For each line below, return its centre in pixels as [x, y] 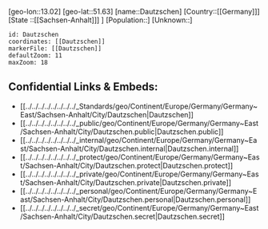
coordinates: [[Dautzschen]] [57, 41]
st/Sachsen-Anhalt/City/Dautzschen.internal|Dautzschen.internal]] [129, 148]
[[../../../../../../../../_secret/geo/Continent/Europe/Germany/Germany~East [139, 207]
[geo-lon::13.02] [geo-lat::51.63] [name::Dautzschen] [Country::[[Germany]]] [134, 12]
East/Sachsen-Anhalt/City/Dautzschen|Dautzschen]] [107, 114]
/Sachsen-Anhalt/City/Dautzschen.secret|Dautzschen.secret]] [122, 216]
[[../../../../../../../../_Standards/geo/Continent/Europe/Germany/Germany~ [139, 106]
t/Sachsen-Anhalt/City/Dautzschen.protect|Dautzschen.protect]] [126, 165]
